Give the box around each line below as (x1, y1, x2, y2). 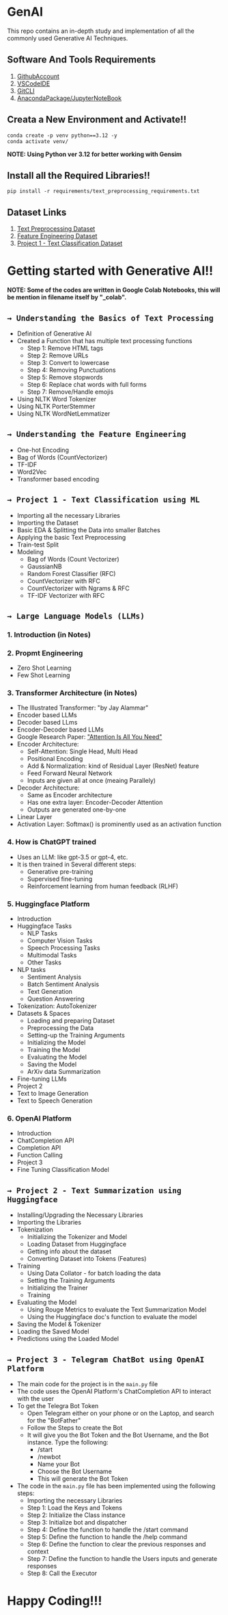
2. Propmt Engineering (7, 648, 83, 658)
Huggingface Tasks (16, 922, 72, 930)
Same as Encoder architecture (27, 791, 113, 799)
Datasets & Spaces (16, 1010, 70, 1018)
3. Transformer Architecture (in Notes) (7, 688, 138, 698)
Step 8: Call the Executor (27, 1569, 98, 1577)
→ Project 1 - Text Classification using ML (7, 494, 200, 505)
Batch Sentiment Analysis (27, 980, 100, 988)
